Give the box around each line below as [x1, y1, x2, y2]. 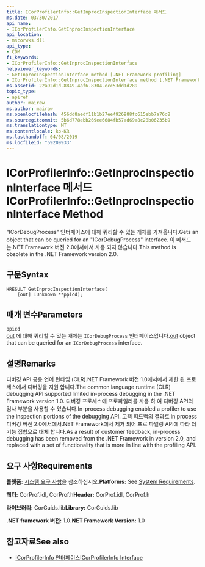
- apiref [6, 94, 29, 100]
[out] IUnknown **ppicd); [17, 291, 84, 298]
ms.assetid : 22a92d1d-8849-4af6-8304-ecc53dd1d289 [6, 83, 138, 89]
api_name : [6, 20, 32, 26]
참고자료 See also [6, 536, 69, 547]
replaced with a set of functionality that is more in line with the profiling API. [6, 441, 197, 449]
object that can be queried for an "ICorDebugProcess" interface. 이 [6, 236, 175, 243]
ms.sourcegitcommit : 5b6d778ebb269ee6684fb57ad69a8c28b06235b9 [6, 117, 171, 123]
